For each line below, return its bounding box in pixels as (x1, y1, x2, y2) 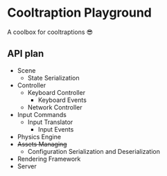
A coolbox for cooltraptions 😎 (7, 28, 94, 36)
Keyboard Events (37, 96, 87, 104)
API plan (7, 48, 44, 60)
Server (17, 161, 37, 170)
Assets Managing (17, 140, 67, 148)
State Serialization (27, 73, 80, 82)
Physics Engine (17, 132, 61, 141)
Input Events (37, 125, 74, 133)
